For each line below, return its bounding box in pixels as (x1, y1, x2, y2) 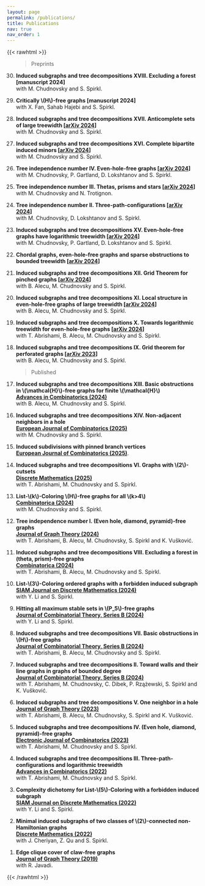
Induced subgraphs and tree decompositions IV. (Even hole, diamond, (15, 724, 196, 731)
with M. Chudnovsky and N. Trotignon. (15, 190, 113, 197)
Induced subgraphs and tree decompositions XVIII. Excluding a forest (15, 72, 196, 79)
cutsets (15, 468, 36, 475)
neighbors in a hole (15, 418, 66, 426)
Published (31, 369, 57, 376)
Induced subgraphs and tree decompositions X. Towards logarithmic (15, 319, 194, 327)
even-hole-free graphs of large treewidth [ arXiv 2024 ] (15, 300, 157, 308)
